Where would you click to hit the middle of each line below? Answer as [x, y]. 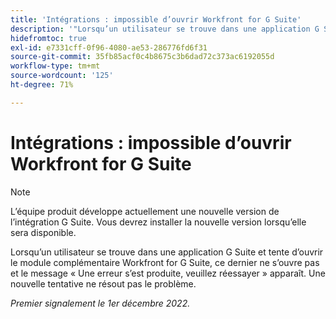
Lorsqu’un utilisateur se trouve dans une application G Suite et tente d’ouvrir [167, 252]
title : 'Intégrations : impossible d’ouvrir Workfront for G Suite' [156, 19]
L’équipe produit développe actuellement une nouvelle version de [145, 211]
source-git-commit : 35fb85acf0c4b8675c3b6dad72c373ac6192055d [142, 57]
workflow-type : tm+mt [55, 66]
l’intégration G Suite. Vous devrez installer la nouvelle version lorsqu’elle [158, 222]
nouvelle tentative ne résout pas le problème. [103, 283]
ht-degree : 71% [42, 85]
